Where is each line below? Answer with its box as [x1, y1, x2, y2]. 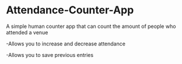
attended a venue [6, 29, 48, 35]
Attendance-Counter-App [6, 3, 134, 17]
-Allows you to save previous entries [6, 51, 94, 58]
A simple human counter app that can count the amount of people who [6, 23, 176, 30]
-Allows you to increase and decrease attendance [6, 40, 125, 47]
